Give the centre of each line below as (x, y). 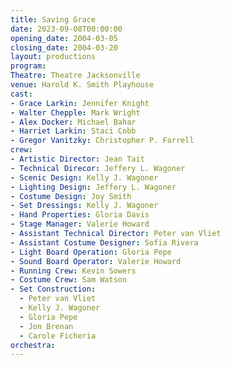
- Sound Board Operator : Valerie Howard (96, 261)
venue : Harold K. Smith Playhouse (82, 85)
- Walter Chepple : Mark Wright (75, 112)
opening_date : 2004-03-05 (64, 38)
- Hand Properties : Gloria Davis (80, 215)
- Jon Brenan (46, 326)
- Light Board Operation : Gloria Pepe (91, 252)
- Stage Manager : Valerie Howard (80, 224)
